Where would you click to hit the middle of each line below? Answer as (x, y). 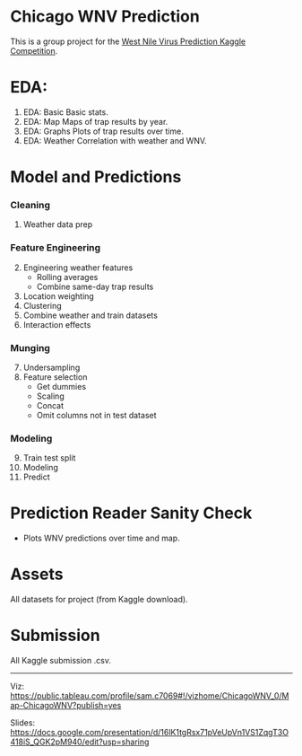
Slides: (22, 723)
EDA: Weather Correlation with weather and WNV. (115, 140)
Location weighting (59, 296)
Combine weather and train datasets (90, 315)
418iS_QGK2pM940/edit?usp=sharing (80, 742)
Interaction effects (57, 324)
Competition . (34, 50)
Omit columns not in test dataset (96, 415)
